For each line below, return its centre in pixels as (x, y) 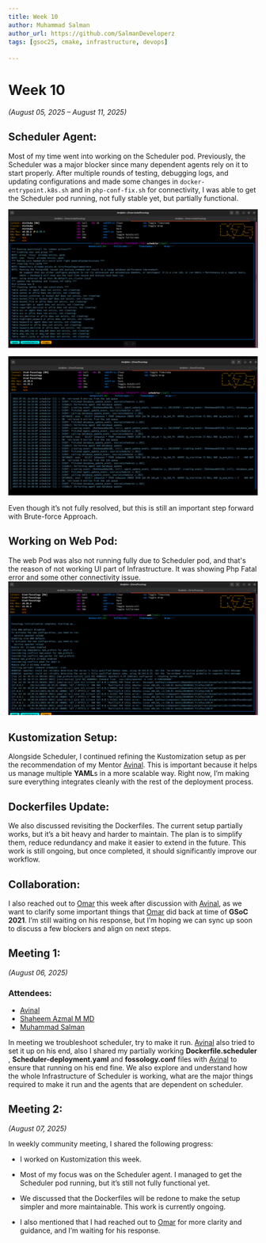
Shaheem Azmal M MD (57, 1019)
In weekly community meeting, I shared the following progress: (111, 1143)
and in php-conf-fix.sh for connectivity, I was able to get (163, 189)
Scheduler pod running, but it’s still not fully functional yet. (115, 1183)
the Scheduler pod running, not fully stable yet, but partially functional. (123, 198)
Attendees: (30, 993)
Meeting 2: (36, 1110)
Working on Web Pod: (63, 541)
